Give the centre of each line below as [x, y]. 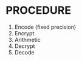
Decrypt [25, 46]
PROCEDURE [38, 10]
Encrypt [24, 33]
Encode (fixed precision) [45, 27]
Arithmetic [27, 39]
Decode [24, 52]
